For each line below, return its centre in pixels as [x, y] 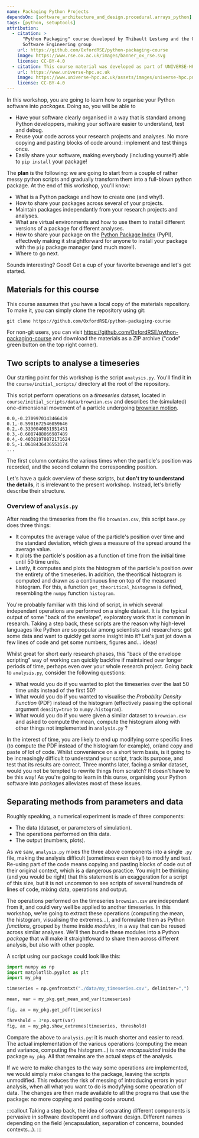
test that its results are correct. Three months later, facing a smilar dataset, [97, 764]
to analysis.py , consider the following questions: [66, 672]
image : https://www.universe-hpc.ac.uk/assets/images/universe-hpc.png [107, 77]
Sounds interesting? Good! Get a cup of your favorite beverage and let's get [99, 265]
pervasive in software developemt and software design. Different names [94, 1117]
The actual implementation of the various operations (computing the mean [97, 1043]
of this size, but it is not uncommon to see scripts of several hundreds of [95, 883]
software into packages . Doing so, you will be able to [71, 106]
